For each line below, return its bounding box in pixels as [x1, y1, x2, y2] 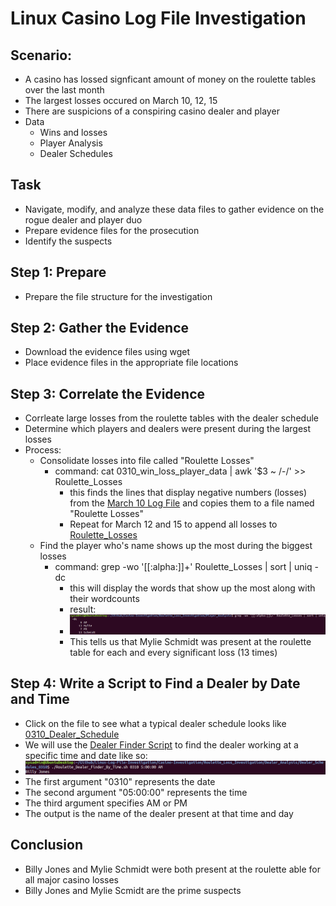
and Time [10, 691, 70, 708]
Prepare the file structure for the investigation [24, 290, 213, 302]
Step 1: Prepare [10, 264, 107, 281]
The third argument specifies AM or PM [24, 797, 188, 809]
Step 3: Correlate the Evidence [10, 385, 206, 402]
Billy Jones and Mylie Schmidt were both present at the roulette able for [24, 863, 321, 875]
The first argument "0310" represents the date [24, 776, 216, 788]
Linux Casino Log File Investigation [10, 7, 307, 30]
